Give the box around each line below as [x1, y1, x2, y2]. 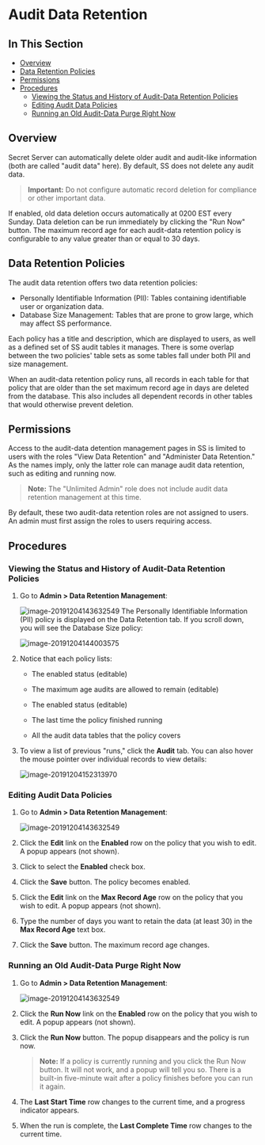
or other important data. [27, 193, 106, 203]
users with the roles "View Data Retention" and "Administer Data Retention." [8, 452, 256, 461]
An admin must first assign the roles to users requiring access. [8, 517, 212, 526]
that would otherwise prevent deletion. [8, 399, 134, 409]
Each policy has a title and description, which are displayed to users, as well [8, 334, 256, 343]
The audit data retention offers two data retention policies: [8, 277, 198, 287]
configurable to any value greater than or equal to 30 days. [8, 234, 200, 243]
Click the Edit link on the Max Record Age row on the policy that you [19, 893, 244, 903]
